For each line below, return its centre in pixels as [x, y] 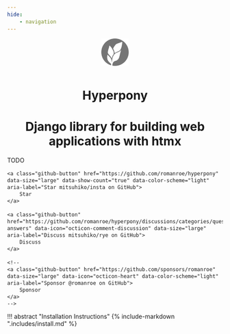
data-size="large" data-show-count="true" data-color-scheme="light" [108, 180]
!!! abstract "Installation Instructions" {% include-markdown [91, 316]
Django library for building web [115, 126]
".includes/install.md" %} [42, 323]
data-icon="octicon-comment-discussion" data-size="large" [120, 228]
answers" [20, 228]
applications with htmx [115, 141]
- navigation [38, 22]
